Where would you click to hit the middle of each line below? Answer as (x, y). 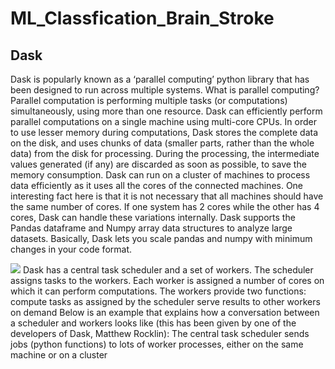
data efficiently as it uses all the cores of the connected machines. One (157, 185)
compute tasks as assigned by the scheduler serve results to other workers (165, 301)
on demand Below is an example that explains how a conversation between (165, 312)
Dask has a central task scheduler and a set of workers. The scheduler (168, 270)
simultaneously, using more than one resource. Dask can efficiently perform (166, 111)
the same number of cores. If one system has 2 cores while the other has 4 (165, 206)
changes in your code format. (71, 249)
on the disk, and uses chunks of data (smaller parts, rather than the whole (162, 143)
